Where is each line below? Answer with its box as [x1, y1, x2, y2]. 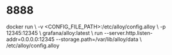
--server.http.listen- [104, 29, 153, 36]
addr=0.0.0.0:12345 [6, 35, 55, 43]
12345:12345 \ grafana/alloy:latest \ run [6, 29, 103, 36]
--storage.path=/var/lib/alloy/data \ [56, 35, 142, 43]
